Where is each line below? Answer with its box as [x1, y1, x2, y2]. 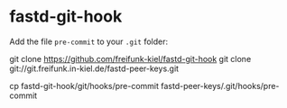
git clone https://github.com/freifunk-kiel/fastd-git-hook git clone [9, 53, 252, 64]
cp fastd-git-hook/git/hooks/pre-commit [9, 80, 160, 91]
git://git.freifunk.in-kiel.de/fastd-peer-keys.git [9, 63, 179, 74]
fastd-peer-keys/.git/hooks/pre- [161, 80, 280, 91]
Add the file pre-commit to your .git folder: [9, 36, 169, 47]
